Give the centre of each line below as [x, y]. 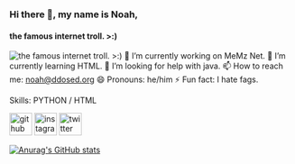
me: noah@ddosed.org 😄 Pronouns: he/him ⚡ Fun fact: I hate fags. [134, 79]
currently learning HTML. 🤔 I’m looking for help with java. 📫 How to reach [147, 66]
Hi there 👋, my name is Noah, [74, 14]
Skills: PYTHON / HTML [53, 100]
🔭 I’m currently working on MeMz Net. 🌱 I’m [205, 56]
